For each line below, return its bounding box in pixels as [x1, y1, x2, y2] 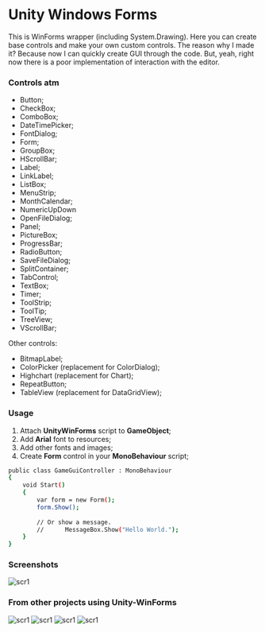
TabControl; [19, 273, 59, 282]
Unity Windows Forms [8, 6, 158, 24]
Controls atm [8, 77, 60, 88]
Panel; [19, 222, 41, 231]
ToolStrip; [19, 298, 52, 308]
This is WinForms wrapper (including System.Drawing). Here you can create [8, 32, 257, 41]
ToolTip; [19, 306, 48, 316]
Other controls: [8, 339, 58, 348]
